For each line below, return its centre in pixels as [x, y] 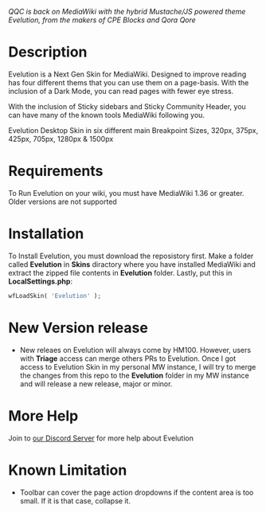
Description [48, 52]
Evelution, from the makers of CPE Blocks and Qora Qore [102, 20]
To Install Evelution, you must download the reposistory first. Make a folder [131, 256]
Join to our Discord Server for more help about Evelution [101, 438]
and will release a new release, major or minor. [96, 384]
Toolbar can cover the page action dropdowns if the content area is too [137, 492]
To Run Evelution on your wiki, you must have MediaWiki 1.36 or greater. [126, 193]
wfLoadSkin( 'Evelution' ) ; [55, 296]
